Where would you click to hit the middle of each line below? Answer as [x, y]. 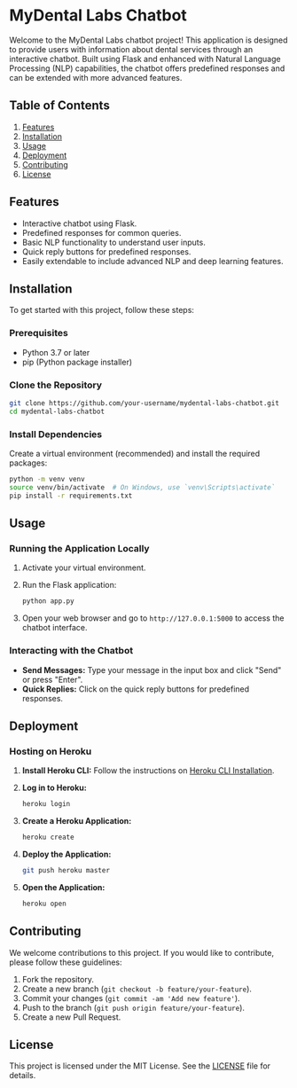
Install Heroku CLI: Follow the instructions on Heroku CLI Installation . [148, 771]
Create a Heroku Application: [77, 821]
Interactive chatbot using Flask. [79, 223]
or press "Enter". [52, 679]
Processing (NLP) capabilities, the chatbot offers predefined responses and [147, 68]
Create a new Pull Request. [71, 1017]
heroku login [46, 804]
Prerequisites [39, 333]
